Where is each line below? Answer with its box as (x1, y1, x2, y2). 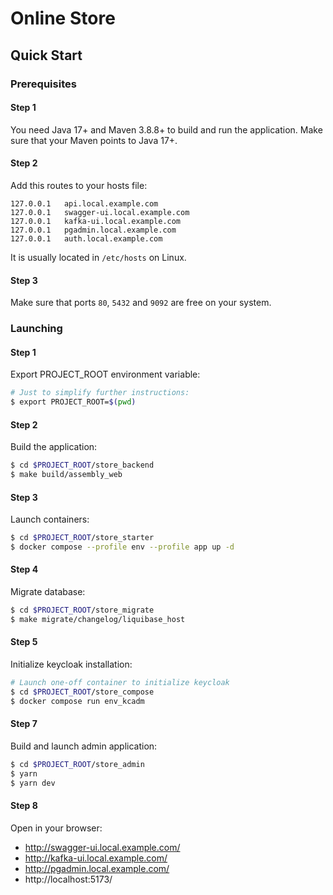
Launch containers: (10, 513, 90, 526)
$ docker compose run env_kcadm (10, 696, 145, 706)
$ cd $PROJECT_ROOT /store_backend (10, 460, 155, 471)
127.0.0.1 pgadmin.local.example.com (10, 225, 177, 235)
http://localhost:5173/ (24, 873, 113, 885)
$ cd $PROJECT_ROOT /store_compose (10, 687, 155, 697)
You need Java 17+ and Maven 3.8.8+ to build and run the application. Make (10, 123, 323, 136)
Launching (10, 322, 63, 336)
